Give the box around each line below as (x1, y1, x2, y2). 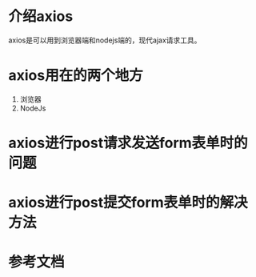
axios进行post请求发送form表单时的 (8, 134, 248, 152)
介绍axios (8, 7, 74, 26)
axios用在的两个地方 (8, 66, 143, 85)
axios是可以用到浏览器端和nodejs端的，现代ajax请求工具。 (8, 35, 202, 45)
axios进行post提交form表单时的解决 (8, 194, 248, 212)
